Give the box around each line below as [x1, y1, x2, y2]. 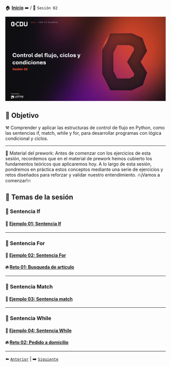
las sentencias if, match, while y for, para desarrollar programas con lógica [5, 130, 162, 136]
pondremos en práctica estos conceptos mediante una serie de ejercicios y [5, 166, 163, 173]
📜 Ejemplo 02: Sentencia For [5, 252, 66, 258]
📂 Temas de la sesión [5, 192, 73, 201]
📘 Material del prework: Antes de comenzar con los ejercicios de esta [5, 150, 151, 156]
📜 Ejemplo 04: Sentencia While [5, 327, 72, 333]
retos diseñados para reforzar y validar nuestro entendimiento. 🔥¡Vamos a [5, 172, 160, 178]
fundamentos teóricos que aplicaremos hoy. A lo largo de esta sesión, [5, 161, 152, 167]
